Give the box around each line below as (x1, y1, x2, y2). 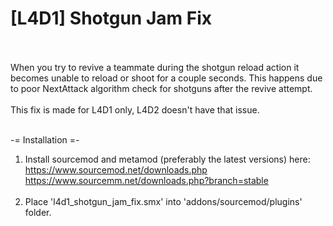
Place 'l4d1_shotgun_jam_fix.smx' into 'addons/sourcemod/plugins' (24, 195, 303, 207)
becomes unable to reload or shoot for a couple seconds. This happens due (10, 72, 323, 84)
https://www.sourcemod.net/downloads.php (24, 163, 208, 176)
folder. (24, 206, 52, 218)
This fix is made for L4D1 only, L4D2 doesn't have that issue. (10, 103, 260, 116)
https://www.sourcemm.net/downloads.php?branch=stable (24, 174, 269, 186)
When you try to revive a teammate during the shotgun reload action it (10, 61, 300, 73)
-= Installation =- (10, 133, 80, 146)
